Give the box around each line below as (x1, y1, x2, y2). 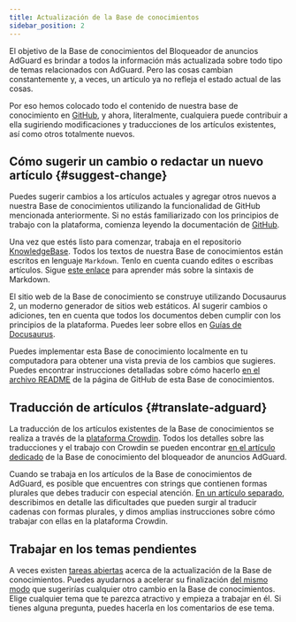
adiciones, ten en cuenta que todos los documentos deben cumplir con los (9, 311, 281, 321)
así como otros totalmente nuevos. (9, 128, 135, 139)
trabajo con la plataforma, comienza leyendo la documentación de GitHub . (9, 219, 280, 230)
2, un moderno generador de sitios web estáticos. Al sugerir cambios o (9, 301, 268, 311)
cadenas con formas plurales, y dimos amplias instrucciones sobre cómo (9, 506, 276, 518)
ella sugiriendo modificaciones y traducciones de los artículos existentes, (9, 119, 277, 129)
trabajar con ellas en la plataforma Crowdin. (9, 516, 168, 526)
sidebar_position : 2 (9, 21, 86, 30)
